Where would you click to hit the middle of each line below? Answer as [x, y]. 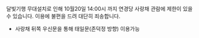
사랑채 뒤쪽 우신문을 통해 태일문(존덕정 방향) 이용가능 [77, 29]
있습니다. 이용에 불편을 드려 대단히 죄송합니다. [66, 16]
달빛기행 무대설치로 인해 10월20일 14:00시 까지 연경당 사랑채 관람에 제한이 [94, 9]
